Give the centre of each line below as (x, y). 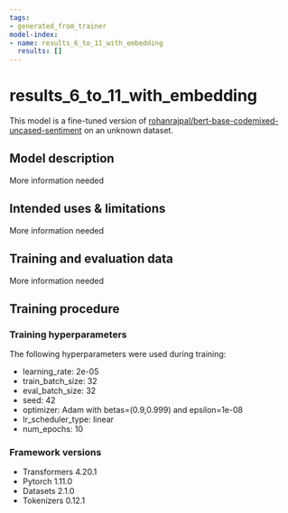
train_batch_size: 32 (60, 381)
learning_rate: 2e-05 (60, 371)
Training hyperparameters (68, 334)
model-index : (34, 34)
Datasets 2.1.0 (48, 491)
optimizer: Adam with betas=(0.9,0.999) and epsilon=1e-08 (133, 410)
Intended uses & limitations (88, 209)
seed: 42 (39, 400)
